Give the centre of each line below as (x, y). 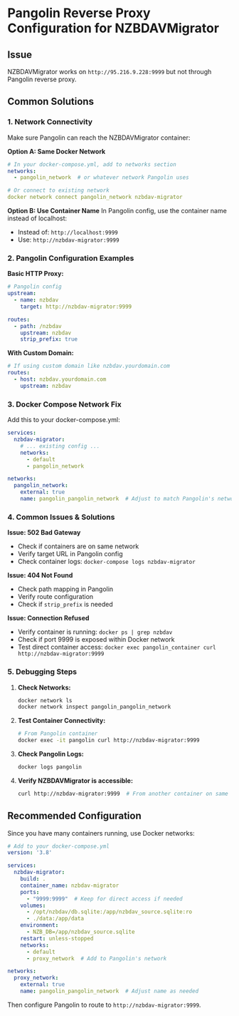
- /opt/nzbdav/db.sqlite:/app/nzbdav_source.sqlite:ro (109, 912)
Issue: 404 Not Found (40, 575)
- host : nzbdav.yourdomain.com (60, 379)
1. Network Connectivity (50, 122)
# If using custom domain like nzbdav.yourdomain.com (89, 366)
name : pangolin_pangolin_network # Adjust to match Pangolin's (117, 499)
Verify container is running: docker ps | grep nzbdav (95, 632)
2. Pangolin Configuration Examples (71, 258)
